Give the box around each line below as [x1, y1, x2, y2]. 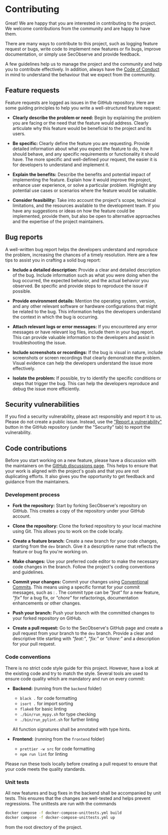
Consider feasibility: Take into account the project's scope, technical [12, 197, 156, 203]
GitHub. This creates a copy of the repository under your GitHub [12, 508, 145, 514]
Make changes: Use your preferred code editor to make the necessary [12, 558, 159, 564]
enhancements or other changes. [12, 600, 81, 606]
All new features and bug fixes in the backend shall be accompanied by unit [5, 790, 161, 796]
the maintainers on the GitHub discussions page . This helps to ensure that [5, 463, 158, 469]
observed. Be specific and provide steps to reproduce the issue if [12, 283, 147, 289]
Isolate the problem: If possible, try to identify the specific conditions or [12, 375, 161, 381]
